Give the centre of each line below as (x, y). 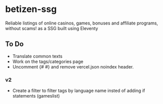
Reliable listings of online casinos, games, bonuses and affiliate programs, (82, 23)
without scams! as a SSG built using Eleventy (52, 28)
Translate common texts (37, 56)
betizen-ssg (31, 9)
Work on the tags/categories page (48, 61)
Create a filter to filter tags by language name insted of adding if (79, 90)
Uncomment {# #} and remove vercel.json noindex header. (73, 66)
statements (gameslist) (36, 96)
